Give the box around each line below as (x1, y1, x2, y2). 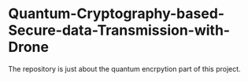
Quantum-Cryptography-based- (8, 5, 225, 23)
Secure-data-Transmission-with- (8, 21, 231, 39)
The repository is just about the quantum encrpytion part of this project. (8, 64, 242, 73)
